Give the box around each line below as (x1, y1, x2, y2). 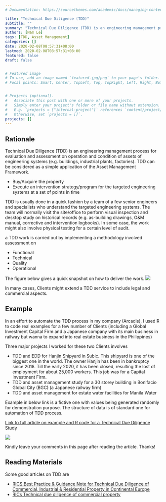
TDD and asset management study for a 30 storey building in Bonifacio (12, 379, 157, 385)
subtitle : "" (5, 21, 32, 26)
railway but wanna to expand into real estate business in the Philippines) (5, 334, 152, 339)
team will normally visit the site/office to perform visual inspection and (5, 209, 148, 216)
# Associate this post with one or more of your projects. (5, 98, 134, 103)
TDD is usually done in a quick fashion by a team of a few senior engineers (5, 199, 158, 205)
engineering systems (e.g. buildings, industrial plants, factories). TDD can (5, 159, 155, 165)
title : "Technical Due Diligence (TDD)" (5, 16, 90, 21)
